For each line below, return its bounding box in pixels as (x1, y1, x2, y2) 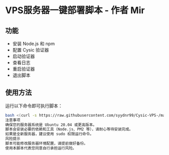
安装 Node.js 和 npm (12, 41, 55, 46)
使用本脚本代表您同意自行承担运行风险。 (5, 145, 76, 150)
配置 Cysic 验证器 (12, 47, 49, 53)
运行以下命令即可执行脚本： (5, 102, 63, 109)
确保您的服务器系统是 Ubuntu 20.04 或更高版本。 (5, 122, 97, 127)
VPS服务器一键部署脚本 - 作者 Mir (5, 5, 145, 16)
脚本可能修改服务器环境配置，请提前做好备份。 (5, 141, 88, 146)
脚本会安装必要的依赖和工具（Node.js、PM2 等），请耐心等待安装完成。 (5, 127, 133, 132)
